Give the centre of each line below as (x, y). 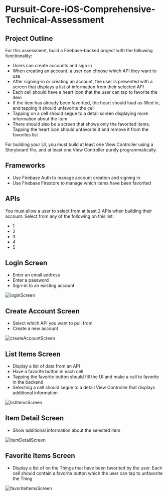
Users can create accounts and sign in (52, 65)
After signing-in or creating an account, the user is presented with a (82, 81)
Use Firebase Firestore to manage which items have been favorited (82, 183)
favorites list (25, 135)
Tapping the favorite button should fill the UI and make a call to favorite (86, 377)
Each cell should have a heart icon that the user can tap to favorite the (85, 92)
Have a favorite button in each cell (48, 372)
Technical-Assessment (55, 20)
